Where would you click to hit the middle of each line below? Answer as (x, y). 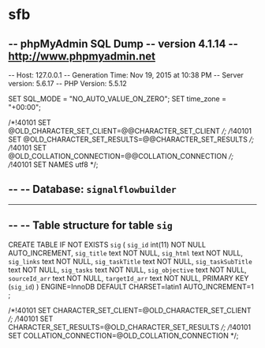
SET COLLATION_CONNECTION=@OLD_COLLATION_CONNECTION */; (123, 335)
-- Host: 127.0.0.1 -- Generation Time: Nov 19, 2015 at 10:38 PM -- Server (126, 75)
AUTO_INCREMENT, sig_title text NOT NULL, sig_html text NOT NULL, (125, 253)
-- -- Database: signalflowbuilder (93, 189)
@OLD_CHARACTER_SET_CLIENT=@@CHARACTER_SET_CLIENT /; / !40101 (130, 131)
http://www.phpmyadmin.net (82, 56)
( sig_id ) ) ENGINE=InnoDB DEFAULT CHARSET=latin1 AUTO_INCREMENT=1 (131, 286)
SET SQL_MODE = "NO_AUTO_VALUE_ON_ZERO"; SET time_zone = (118, 99)
